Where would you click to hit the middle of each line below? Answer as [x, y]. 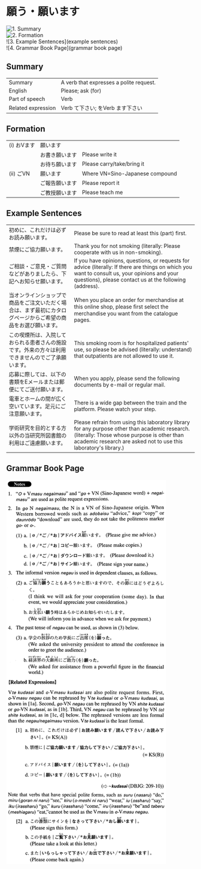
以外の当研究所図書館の [38, 435]
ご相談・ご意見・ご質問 [38, 266]
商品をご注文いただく [35, 302]
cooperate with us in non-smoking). [118, 252]
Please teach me [102, 193]
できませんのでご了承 [35, 357]
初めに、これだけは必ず [38, 230]
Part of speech [27, 99]
